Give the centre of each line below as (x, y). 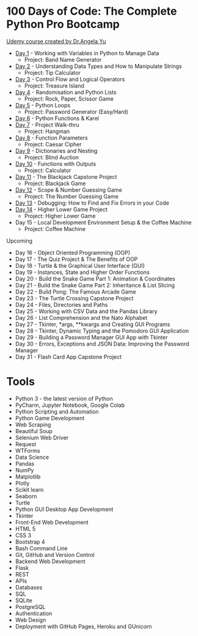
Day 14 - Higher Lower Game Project (61, 209)
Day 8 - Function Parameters (51, 138)
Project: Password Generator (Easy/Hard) (76, 112)
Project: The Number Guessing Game (71, 196)
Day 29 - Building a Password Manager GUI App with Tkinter (91, 337)
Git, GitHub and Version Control (55, 555)
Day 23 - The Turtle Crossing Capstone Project (74, 298)
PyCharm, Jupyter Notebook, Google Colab (70, 405)
